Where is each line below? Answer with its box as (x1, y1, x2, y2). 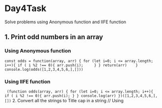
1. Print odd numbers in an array (4, 33, 103, 41)
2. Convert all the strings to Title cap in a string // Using (12, 97, 124, 103)
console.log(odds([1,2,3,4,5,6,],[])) (4, 67, 83, 72)
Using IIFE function (4, 78, 51, 85)
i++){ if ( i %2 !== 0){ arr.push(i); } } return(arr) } (4, 62, 138, 68)
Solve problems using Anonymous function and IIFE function (4, 19, 126, 25)
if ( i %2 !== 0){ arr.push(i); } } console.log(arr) (4, 93, 117, 98)
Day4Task (4, 3, 47, 14)
